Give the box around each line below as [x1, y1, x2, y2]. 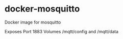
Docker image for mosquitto [4, 19, 61, 25]
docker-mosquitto [4, 3, 80, 14]
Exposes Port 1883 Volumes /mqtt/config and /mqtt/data [4, 28, 119, 34]
